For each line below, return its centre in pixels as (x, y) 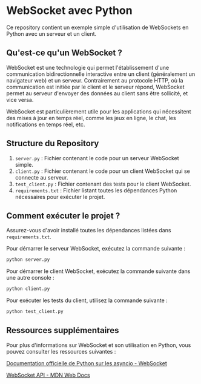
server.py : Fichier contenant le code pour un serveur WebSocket (97, 158)
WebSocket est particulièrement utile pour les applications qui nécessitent (99, 111)
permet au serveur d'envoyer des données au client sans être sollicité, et (97, 93)
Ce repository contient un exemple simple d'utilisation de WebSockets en (97, 27)
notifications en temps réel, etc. (46, 124)
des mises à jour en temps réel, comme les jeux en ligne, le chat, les (91, 118)
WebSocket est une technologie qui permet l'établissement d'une (88, 67)
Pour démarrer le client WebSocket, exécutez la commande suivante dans (98, 271)
